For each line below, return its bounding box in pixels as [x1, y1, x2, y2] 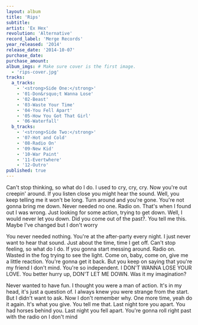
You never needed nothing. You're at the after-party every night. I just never [6, 233, 191, 239]
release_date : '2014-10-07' [6, 47, 76, 53]
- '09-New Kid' [17, 146, 54, 152]
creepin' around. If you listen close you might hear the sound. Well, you [6, 190, 180, 197]
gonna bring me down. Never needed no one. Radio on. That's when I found [6, 203, 191, 209]
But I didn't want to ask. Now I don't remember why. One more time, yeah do [6, 294, 193, 301]
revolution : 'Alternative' [6, 31, 73, 37]
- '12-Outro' [17, 162, 49, 168]
